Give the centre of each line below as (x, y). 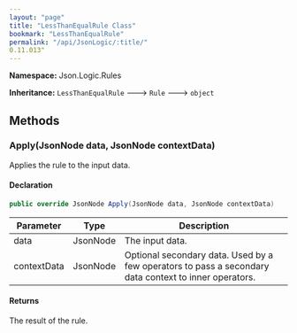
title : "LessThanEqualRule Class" (73, 26)
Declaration (31, 185)
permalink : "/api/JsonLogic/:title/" (79, 42)
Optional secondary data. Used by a (199, 255)
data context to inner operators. (190, 277)
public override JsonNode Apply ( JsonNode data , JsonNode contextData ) (142, 205)
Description (204, 225)
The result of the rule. (49, 321)
